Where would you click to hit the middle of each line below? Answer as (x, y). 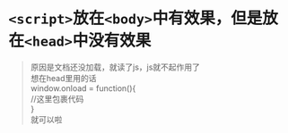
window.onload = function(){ (83, 88)
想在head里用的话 (63, 78)
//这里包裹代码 (57, 98)
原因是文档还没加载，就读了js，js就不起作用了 (115, 67)
